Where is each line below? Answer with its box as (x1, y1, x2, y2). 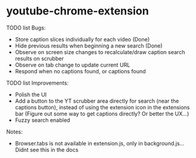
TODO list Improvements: (6, 79, 69, 87)
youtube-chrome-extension (6, 4, 149, 18)
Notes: (6, 128, 23, 135)
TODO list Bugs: (6, 24, 46, 31)
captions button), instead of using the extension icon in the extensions (14, 103, 190, 111)
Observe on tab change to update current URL (14, 61, 131, 68)
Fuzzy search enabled (14, 116, 71, 124)
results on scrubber (14, 55, 65, 62)
